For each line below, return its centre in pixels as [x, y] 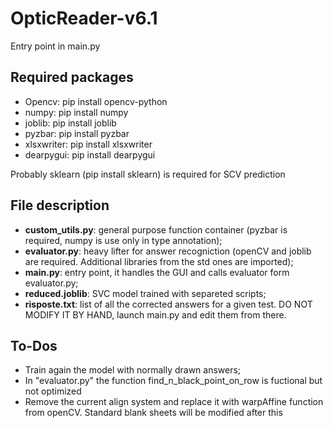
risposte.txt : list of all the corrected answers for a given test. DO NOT [168, 304]
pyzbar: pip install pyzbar [77, 133]
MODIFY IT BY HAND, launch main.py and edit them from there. [155, 314]
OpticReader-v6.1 [84, 18]
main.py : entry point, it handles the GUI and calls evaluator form [157, 272]
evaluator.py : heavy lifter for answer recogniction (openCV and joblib [168, 251]
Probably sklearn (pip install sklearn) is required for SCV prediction [148, 174]
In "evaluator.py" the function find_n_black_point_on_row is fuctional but [173, 381]
